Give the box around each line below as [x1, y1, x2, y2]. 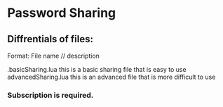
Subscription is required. [7, 90, 94, 100]
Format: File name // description [7, 51, 100, 60]
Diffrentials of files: [7, 33, 93, 45]
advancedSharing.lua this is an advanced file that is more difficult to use [7, 73, 216, 81]
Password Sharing [7, 5, 116, 21]
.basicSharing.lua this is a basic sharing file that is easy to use [7, 65, 187, 73]
